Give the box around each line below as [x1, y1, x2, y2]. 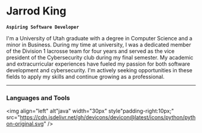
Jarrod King [6, 4, 67, 18]
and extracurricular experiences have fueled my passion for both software [6, 60, 191, 67]
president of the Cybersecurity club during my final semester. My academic [6, 54, 194, 61]
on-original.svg [6, 120, 44, 128]
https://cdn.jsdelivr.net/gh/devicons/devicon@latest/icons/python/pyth [20, 114, 196, 121]
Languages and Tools [6, 93, 70, 102]
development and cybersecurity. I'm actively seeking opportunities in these [6, 66, 192, 73]
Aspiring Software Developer [6, 24, 79, 30]
